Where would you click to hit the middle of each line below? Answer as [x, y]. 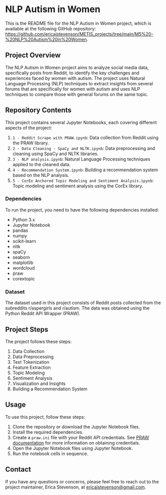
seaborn [21, 257]
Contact [18, 469]
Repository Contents [38, 110]
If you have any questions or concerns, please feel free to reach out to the [82, 481]
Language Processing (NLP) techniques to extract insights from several [79, 83]
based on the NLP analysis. [41, 175]
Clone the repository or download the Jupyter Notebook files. [76, 427]
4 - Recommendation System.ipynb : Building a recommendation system [85, 170]
